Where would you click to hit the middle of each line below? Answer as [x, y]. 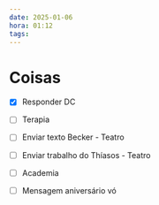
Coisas [35, 77]
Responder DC [49, 102]
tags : [19, 34]
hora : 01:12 [31, 26]
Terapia [36, 119]
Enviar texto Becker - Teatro [73, 137]
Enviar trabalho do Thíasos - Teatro [86, 155]
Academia [40, 172]
